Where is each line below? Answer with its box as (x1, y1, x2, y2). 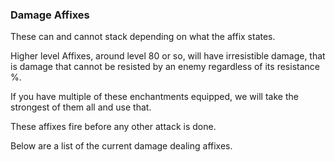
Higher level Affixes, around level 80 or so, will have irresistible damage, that (10, 50, 326, 62)
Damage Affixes (10, 8, 90, 22)
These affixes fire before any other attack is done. (10, 121, 217, 133)
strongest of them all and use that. (10, 101, 152, 113)
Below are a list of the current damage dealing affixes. (10, 140, 233, 152)
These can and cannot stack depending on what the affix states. (10, 31, 276, 43)
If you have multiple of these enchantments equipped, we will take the (10, 91, 299, 103)
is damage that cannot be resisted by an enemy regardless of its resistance (10, 61, 320, 73)
